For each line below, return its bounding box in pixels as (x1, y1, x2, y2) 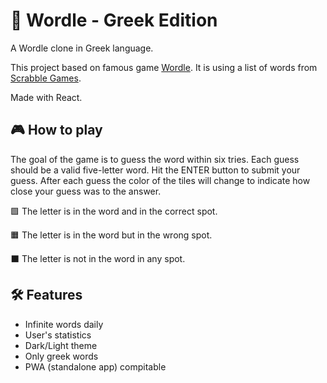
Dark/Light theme (24, 339, 98, 351)
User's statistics (24, 329, 92, 341)
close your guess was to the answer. (10, 185, 162, 197)
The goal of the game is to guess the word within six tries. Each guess (10, 153, 300, 165)
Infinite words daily (24, 318, 104, 330)
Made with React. (10, 91, 83, 103)
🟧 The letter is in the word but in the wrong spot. (10, 229, 213, 241)
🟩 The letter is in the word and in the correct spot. (10, 205, 218, 217)
